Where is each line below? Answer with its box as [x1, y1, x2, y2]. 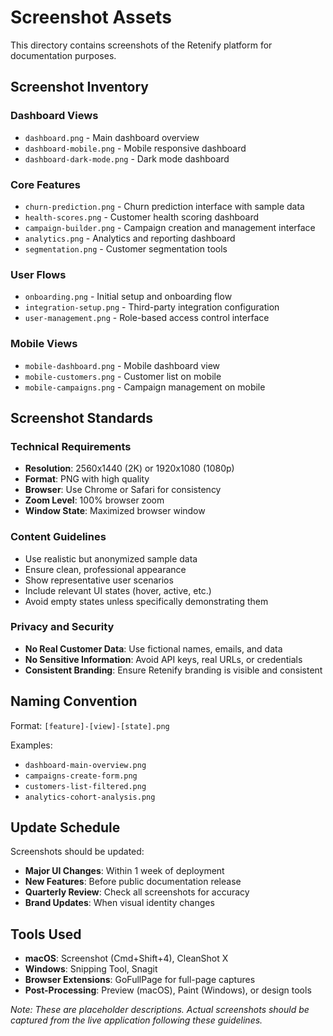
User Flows [10, 267, 67, 281]
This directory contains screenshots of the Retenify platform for [10, 39, 273, 51]
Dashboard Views [10, 109, 99, 123]
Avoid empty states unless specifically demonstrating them [24, 595, 269, 607]
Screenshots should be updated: [10, 846, 145, 858]
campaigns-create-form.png [24, 771, 138, 781]
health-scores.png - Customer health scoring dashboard [24, 211, 260, 223]
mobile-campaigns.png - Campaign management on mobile [24, 381, 266, 393]
